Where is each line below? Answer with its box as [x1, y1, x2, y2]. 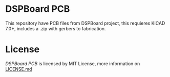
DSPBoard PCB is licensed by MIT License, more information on [5, 60, 140, 67]
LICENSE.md [5, 66, 32, 72]
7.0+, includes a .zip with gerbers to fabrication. [5, 25, 106, 31]
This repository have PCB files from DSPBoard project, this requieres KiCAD [5, 20, 165, 26]
